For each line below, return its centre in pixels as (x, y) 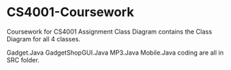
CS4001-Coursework (71, 12)
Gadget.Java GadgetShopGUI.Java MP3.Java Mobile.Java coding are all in (115, 52)
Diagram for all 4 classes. (43, 38)
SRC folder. (23, 59)
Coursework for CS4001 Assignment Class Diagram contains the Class (109, 31)
